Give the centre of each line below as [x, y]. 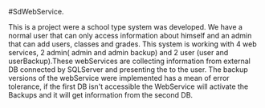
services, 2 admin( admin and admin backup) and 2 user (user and [118, 52]
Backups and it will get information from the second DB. [101, 95]
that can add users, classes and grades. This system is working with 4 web [132, 44]
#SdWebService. [36, 12]
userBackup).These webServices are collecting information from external [129, 61]
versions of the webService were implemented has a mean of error [119, 78]
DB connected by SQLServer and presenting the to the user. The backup [128, 70]
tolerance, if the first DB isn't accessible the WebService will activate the [128, 86]
